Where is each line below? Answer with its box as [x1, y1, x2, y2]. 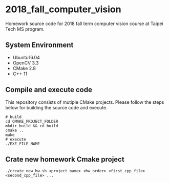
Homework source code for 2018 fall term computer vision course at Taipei [5, 20, 163, 27]
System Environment [5, 41, 74, 50]
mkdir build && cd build [5, 123, 58, 128]
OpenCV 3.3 [12, 60, 39, 66]
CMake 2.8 [12, 65, 36, 71]
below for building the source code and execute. [5, 104, 108, 110]
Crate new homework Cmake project [5, 155, 124, 164]
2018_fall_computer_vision [5, 4, 121, 15]
